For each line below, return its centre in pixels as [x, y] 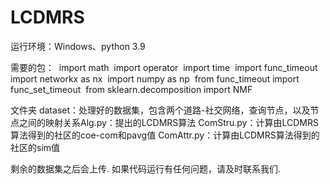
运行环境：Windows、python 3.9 [78, 46]
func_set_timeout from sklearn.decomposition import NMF [131, 89]
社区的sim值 [35, 147]
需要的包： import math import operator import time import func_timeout [164, 67]
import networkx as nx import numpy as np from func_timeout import [155, 78]
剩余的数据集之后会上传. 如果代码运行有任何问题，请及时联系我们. [146, 168]
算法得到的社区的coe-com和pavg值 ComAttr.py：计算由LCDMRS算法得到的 [165, 135]
